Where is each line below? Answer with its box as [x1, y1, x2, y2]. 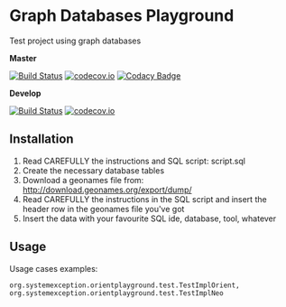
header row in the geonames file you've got [22, 203, 185, 214]
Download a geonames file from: [22, 174, 144, 185]
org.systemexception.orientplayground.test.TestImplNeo [9, 288, 224, 298]
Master [9, 52, 38, 63]
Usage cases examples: [9, 263, 98, 274]
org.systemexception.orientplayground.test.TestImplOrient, [9, 281, 241, 290]
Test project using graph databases [9, 35, 142, 46]
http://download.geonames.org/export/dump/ [22, 184, 192, 195]
